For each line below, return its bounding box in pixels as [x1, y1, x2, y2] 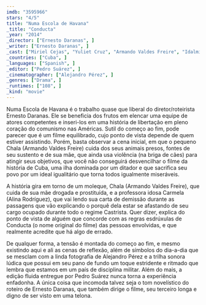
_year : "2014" [6, 32, 43, 38]
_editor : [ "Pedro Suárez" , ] [6, 66, 81, 72]
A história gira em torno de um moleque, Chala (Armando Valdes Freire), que [6, 182, 200, 190]
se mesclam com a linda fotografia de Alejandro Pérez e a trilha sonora [6, 252, 186, 260]
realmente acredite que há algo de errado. [6, 228, 113, 235]
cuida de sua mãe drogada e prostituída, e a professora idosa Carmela [6, 189, 185, 196]
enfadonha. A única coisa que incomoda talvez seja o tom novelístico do [6, 279, 189, 286]
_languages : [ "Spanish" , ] [6, 60, 75, 66]
